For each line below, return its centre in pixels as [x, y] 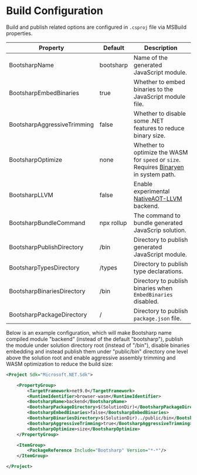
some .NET [149, 120]
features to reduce [159, 128]
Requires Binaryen [159, 167]
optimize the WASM [161, 152]
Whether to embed [160, 82]
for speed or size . [157, 160]
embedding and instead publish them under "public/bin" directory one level [97, 351]
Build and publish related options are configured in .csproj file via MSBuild [96, 27]
